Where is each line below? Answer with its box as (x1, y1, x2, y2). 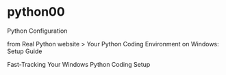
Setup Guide (7, 47, 42, 55)
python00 (7, 4, 65, 20)
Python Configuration (7, 27, 68, 35)
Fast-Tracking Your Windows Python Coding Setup (7, 60, 151, 68)
